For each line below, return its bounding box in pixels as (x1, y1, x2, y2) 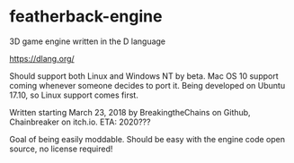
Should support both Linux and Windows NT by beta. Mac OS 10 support (9, 70, 279, 81)
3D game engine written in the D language (9, 36, 166, 47)
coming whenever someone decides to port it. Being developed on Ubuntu (9, 80, 286, 90)
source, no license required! (9, 143, 113, 154)
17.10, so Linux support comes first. (9, 90, 139, 100)
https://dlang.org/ (9, 53, 75, 64)
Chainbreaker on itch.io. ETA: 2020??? (9, 116, 151, 127)
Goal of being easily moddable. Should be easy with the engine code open (9, 133, 286, 144)
